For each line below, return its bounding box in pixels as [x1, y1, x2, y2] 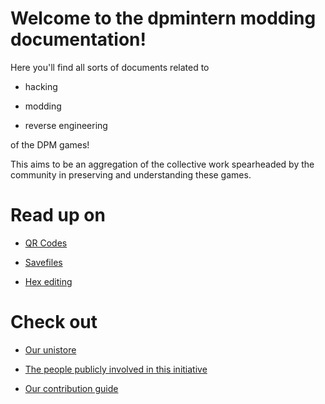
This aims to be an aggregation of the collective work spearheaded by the [10, 158, 315, 170]
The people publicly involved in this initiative [24, 363, 208, 375]
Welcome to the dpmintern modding [10, 7, 317, 30]
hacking [24, 80, 58, 92]
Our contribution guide [24, 382, 119, 394]
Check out [10, 311, 98, 334]
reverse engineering [24, 119, 108, 131]
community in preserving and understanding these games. [10, 168, 252, 181]
